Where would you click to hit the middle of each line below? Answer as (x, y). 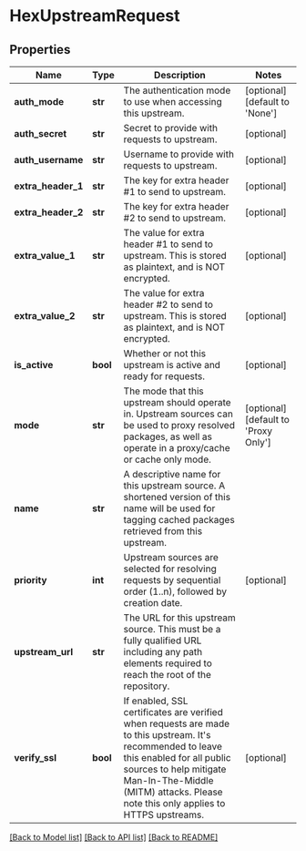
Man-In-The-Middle (168, 780)
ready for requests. (164, 376)
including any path (163, 652)
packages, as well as (168, 436)
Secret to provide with (171, 128)
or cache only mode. (168, 459)
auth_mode (39, 102)
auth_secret (41, 133)
